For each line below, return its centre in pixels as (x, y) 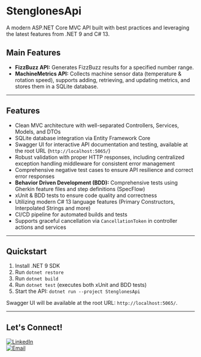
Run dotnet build (36, 279)
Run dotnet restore (39, 272)
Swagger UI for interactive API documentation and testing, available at (101, 144)
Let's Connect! (34, 327)
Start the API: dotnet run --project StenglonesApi (77, 291)
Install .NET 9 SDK (37, 266)
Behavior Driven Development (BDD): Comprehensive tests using (96, 182)
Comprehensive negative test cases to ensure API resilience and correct (104, 170)
